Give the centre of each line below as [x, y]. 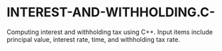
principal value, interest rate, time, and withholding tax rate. [93, 39]
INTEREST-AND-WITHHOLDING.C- [111, 12]
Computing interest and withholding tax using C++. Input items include [110, 32]
